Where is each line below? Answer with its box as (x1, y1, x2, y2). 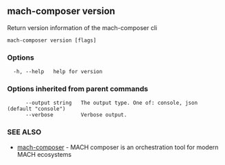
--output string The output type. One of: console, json (25, 99, 198, 107)
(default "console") (7, 105, 67, 112)
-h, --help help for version (13, 68, 103, 75)
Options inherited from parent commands (7, 84, 149, 94)
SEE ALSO (7, 127, 42, 137)
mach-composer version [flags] (7, 37, 97, 44)
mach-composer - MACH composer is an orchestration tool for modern (16, 143, 219, 151)
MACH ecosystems (16, 150, 72, 158)
